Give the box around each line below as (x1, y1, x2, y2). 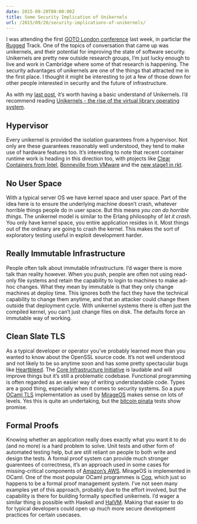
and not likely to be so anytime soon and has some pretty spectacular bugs (6, 360, 188, 367)
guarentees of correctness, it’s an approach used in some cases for (6, 461, 170, 469)
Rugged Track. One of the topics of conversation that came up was (6, 42, 169, 49)
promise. (6, 403, 28, 410)
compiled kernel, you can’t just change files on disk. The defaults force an (6, 308, 185, 315)
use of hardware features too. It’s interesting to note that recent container (6, 149, 184, 156)
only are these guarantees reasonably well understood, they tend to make (6, 143, 185, 150)
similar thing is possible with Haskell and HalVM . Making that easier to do (6, 499, 183, 506)
